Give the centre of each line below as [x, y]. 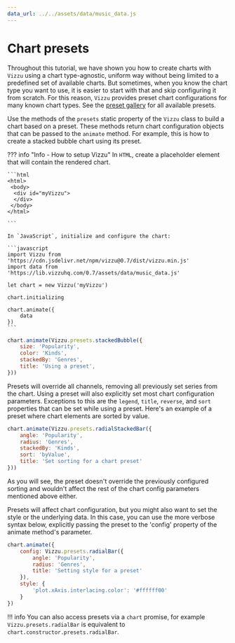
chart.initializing [36, 297]
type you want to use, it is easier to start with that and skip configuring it [112, 90]
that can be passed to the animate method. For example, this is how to [108, 133]
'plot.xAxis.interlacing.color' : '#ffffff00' [100, 590]
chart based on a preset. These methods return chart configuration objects [116, 126]
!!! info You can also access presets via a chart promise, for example [106, 616]
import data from [33, 267]
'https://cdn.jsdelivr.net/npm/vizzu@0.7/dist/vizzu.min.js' [99, 261]
